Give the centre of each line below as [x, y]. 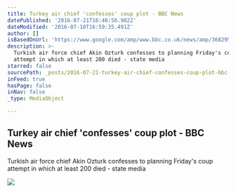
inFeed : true [26, 79]
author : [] [23, 33]
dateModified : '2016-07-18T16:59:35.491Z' [70, 27]
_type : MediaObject [36, 99]
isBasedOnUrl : [28, 40]
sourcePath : [25, 72]
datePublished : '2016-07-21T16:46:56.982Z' [72, 20]
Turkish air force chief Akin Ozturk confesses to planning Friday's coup [110, 161]
